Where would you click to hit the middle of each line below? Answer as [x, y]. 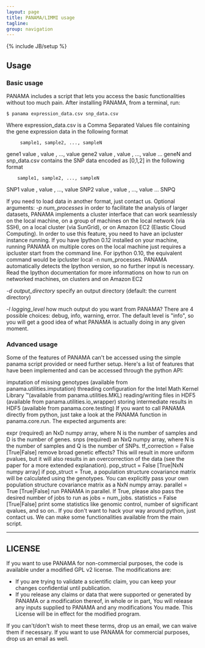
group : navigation [30, 29]
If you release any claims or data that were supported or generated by [103, 594]
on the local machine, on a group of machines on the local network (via [95, 221]
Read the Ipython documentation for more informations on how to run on [98, 272]
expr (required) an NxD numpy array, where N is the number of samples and [102, 433]
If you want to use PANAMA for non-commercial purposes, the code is [95, 563]
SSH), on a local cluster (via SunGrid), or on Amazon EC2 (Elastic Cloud [96, 227]
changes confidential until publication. [63, 588]
